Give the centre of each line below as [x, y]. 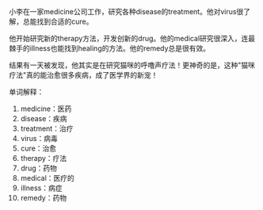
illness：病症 [41, 188]
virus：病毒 [39, 138]
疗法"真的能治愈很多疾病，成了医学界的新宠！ [84, 75]
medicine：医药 [46, 109]
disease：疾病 [44, 118]
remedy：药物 [43, 198]
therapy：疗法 [44, 158]
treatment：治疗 [47, 128]
